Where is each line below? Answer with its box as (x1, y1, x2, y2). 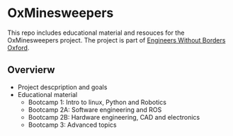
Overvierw (7, 64, 55, 76)
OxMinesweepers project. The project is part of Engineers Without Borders (7, 35, 226, 44)
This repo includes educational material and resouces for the (7, 28, 185, 37)
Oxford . (7, 43, 30, 52)
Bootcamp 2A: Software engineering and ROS (28, 105, 162, 114)
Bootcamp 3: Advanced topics (28, 120, 117, 129)
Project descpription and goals (17, 83, 108, 91)
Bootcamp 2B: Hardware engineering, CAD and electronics (28, 113, 200, 121)
